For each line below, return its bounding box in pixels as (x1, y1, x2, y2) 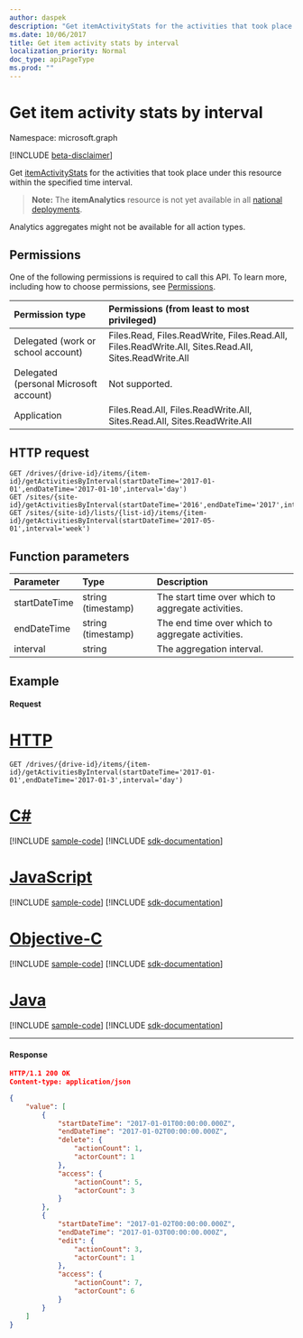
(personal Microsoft (14, 377, 97, 390)
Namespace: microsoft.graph (9, 132, 118, 143)
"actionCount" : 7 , (73, 1278, 143, 1287)
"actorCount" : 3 (73, 1186, 135, 1195)
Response (9, 1048, 48, 1060)
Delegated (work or (14, 335, 96, 347)
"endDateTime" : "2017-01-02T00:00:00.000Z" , (57, 1127, 228, 1137)
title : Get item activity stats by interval (9, 38, 179, 48)
